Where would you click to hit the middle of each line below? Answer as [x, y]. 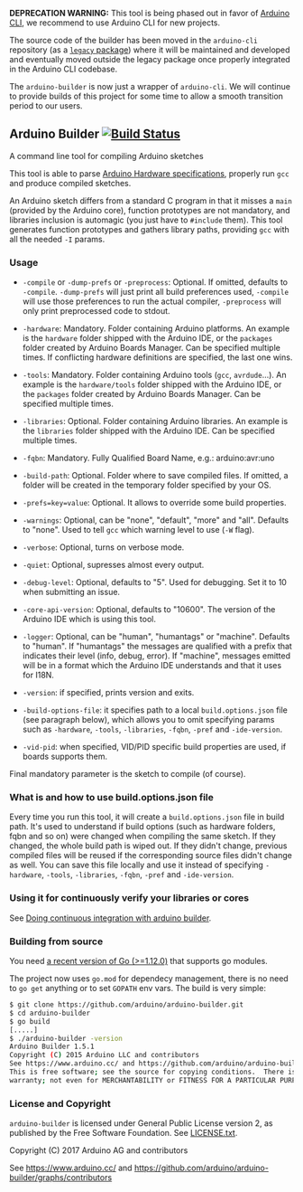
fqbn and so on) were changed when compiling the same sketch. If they [143, 837]
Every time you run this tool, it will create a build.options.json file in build [147, 817]
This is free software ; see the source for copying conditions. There [147, 1072]
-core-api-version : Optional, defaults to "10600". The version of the [149, 610]
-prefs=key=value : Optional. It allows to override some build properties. [154, 503]
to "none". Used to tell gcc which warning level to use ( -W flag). [138, 530]
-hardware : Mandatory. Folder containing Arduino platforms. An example [156, 328]
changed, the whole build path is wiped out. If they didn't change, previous [148, 846]
